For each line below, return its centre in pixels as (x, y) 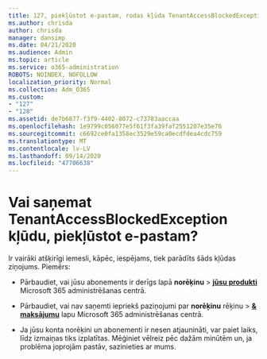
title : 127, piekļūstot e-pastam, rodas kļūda (87, 15)
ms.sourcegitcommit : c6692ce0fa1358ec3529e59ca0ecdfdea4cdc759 (115, 133)
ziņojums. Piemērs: (39, 267)
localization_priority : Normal (60, 82)
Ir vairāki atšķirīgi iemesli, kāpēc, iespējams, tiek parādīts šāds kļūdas (122, 258)
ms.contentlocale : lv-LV (49, 149)
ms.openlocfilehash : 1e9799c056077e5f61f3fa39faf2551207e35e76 (115, 126)
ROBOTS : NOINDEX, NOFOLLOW (53, 75)
